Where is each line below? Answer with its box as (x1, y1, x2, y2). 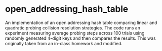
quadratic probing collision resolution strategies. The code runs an (5, 25, 141, 30)
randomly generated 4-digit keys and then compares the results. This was (5, 35, 156, 41)
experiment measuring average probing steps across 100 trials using (5, 30, 145, 36)
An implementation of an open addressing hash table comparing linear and (5, 20, 157, 25)
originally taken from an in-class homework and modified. (5, 40, 122, 46)
